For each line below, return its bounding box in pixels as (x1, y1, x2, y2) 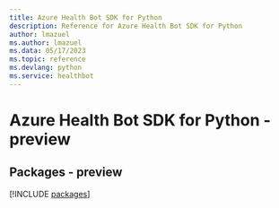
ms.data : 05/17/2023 (9, 47, 87, 56)
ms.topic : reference (9, 55, 87, 64)
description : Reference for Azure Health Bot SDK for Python (9, 22, 243, 30)
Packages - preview (9, 165, 123, 180)
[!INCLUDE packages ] (9, 188, 91, 199)
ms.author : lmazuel (9, 38, 83, 48)
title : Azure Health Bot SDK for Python (9, 13, 163, 22)
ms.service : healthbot (9, 72, 94, 81)
